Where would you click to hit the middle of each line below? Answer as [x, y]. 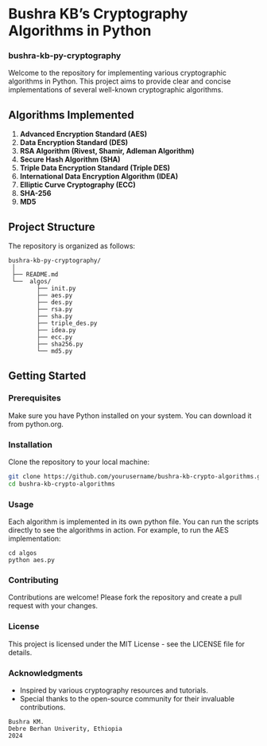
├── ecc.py [55, 338]
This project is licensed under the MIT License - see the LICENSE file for [126, 644]
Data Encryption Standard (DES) [74, 143]
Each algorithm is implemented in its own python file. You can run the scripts [133, 521]
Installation [31, 444]
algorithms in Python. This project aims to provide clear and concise [120, 81]
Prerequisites [35, 398]
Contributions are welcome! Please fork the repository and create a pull [125, 597]
